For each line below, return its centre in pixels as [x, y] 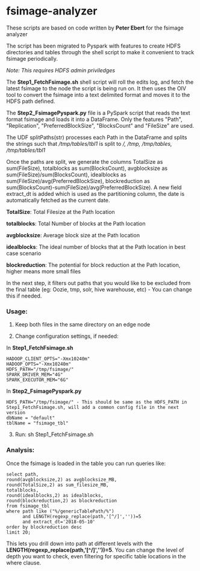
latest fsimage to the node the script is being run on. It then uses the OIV [96, 88]
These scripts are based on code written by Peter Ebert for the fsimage [95, 28]
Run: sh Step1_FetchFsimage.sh [54, 434]
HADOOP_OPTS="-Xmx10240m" [39, 364]
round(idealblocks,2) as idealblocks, [55, 495]
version [16, 413]
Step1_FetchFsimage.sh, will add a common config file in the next [93, 408]
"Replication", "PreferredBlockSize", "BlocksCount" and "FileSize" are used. [100, 125]
